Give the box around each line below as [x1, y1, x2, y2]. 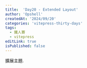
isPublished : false [5, 44, 45, 48]
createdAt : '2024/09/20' [5, 16, 56, 21]
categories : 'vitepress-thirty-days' [5, 21, 83, 26]
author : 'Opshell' [5, 12, 43, 17]
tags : [5, 25, 16, 30]
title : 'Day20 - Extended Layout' [5, 7, 79, 12]
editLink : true [5, 39, 37, 44]
